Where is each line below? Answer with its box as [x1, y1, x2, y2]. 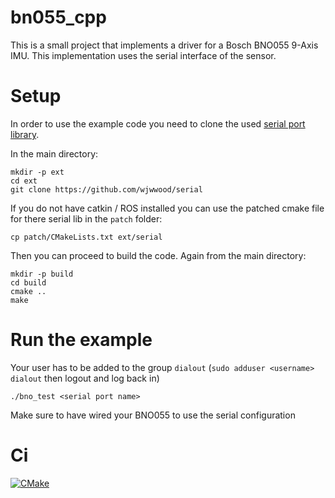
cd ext [10, 176, 38, 186]
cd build [10, 277, 47, 288]
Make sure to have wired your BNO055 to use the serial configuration [10, 409, 296, 421]
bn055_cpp [10, 6, 107, 29]
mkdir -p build [10, 269, 74, 279]
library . [10, 128, 40, 140]
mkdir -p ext [10, 167, 65, 177]
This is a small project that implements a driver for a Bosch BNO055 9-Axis [10, 39, 319, 51]
